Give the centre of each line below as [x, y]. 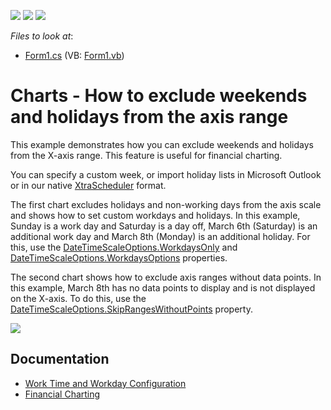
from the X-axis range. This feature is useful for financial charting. [146, 155]
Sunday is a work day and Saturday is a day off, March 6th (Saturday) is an [164, 226]
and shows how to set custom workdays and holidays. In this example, [155, 215]
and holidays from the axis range [149, 117]
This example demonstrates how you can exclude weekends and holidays [162, 144]
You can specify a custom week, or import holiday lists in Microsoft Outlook [166, 174]
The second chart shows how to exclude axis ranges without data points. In [166, 277]
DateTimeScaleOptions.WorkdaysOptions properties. [119, 257]
